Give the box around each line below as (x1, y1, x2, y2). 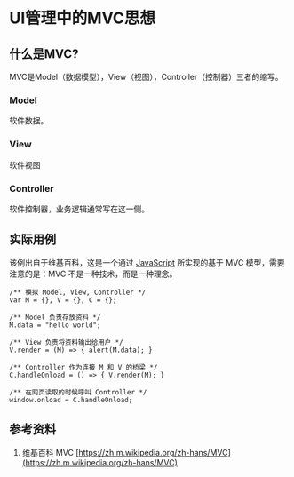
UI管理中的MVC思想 (9, 8, 155, 28)
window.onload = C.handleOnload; (9, 395, 133, 404)
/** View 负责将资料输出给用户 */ (9, 338, 123, 346)
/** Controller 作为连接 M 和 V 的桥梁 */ (9, 362, 158, 371)
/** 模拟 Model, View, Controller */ (9, 288, 147, 297)
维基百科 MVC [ (21, 447, 79, 457)
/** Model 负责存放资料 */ (9, 313, 101, 322)
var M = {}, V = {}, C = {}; (9, 295, 117, 305)
